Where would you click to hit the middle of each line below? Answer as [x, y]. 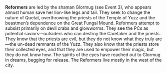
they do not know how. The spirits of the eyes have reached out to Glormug [83, 55]
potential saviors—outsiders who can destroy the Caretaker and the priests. [83, 34]
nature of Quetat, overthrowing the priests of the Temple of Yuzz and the [80, 18]
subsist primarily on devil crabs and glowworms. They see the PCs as [77, 28]
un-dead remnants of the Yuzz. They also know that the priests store [88, 44]
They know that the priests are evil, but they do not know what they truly [80, 39]
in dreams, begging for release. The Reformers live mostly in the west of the [83, 60]
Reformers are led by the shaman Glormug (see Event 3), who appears [78, 7]
